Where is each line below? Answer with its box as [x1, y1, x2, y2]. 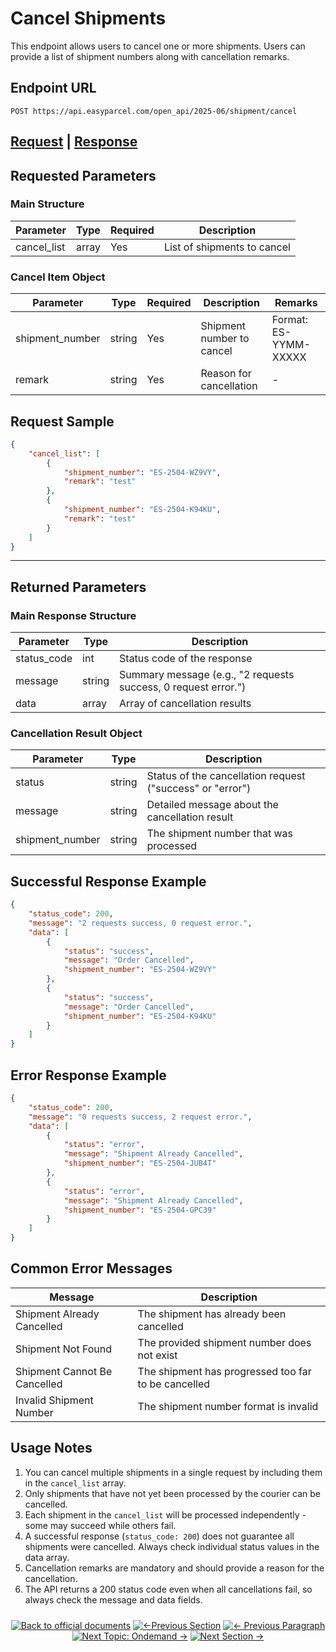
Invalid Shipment [15, 1393, 94, 1407]
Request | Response [10, 133, 138, 151]
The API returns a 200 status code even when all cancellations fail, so [24, 1583, 313, 1595]
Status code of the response [119, 652, 253, 666]
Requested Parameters [10, 167, 157, 184]
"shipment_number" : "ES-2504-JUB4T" [63, 1158, 217, 1169]
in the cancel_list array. [24, 1477, 127, 1489]
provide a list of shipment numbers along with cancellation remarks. [10, 50, 290, 62]
